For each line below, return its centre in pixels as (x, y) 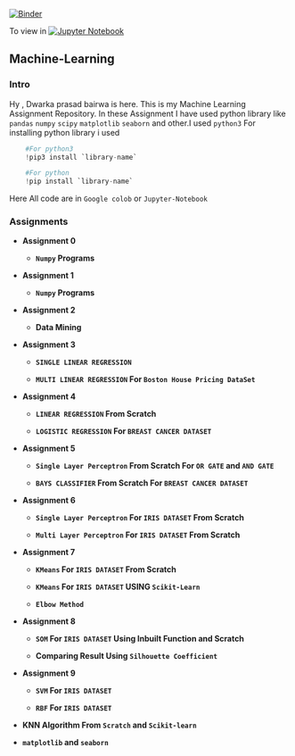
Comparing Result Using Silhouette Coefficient (127, 656)
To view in (28, 31)
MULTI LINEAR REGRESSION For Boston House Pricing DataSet (145, 379)
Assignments (39, 221)
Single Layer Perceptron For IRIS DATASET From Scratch (140, 518)
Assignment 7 (49, 552)
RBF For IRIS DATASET (74, 708)
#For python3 (49, 149)
